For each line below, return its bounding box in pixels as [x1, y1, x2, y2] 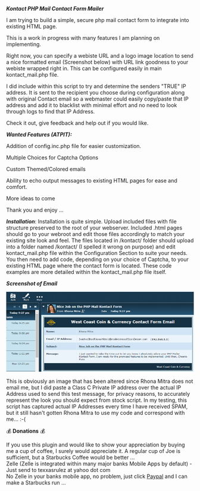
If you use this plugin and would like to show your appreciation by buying [6, 441, 186, 448]
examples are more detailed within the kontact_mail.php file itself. [6, 269, 167, 275]
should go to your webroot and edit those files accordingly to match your [6, 231, 185, 237]
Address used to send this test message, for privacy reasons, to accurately [6, 391, 190, 398]
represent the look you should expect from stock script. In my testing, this [6, 396, 187, 404]
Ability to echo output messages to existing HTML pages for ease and [6, 177, 177, 184]
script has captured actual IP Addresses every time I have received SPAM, [6, 403, 188, 410]
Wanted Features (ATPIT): [6, 131, 73, 138]
